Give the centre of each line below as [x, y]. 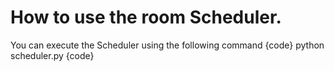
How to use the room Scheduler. [146, 17]
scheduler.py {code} [52, 55]
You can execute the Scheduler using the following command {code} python [167, 45]
